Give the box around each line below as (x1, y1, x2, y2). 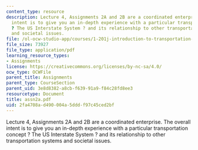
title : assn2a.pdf (6, 96, 51, 102)
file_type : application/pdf (6, 47, 75, 53)
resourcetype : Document (6, 91, 65, 97)
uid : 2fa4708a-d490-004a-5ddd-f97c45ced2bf (6, 102, 115, 108)
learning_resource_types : (6, 53, 70, 58)
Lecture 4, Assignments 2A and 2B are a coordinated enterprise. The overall (6, 118, 191, 125)
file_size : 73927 (6, 42, 49, 48)
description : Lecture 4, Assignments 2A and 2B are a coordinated (6, 14, 173, 20)
